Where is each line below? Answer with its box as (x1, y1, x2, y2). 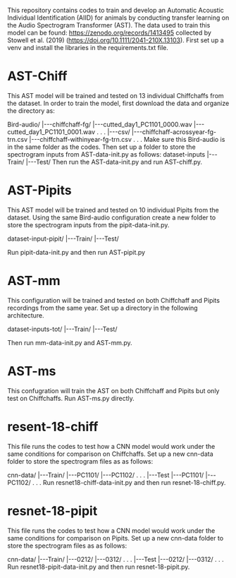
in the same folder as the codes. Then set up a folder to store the (7, 143, 196, 151)
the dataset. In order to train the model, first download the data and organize (7, 99, 230, 107)
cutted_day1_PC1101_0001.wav (7, 127, 96, 136)
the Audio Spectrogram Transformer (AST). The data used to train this (7, 21, 211, 29)
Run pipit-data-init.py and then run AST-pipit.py (7, 248, 146, 256)
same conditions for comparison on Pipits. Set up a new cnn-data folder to (7, 534, 224, 542)
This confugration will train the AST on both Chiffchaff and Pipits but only (7, 386, 220, 395)
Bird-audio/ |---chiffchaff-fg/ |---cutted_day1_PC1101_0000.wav (7, 120, 192, 128)
